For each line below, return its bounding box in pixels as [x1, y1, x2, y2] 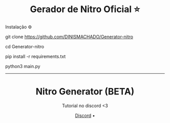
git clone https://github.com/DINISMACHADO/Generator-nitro [5, 34, 134, 40]
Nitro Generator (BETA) [35, 86, 135, 98]
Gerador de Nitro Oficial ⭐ [30, 4, 140, 15]
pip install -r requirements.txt [5, 53, 66, 59]
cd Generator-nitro [5, 43, 45, 49]
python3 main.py [5, 63, 40, 69]
